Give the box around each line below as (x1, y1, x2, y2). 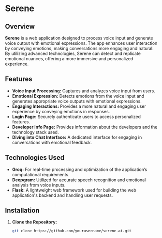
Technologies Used (5, 153, 64, 162)
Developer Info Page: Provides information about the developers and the (12, 124, 158, 130)
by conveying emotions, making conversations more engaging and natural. (5, 46, 154, 51)
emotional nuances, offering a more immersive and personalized (5, 56, 133, 61)
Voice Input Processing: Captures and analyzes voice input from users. (12, 88, 156, 94)
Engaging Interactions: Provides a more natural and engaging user (12, 103, 146, 109)
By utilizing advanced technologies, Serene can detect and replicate (5, 51, 141, 56)
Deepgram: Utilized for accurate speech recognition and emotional (12, 177, 146, 183)
